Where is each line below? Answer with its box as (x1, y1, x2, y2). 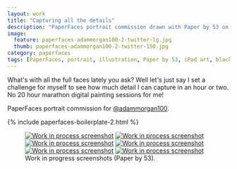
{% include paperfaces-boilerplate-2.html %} (7, 118, 139, 126)
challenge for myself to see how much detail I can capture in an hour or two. (7, 82, 229, 92)
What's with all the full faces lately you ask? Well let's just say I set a (7, 75, 206, 84)
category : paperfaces (7, 50, 71, 57)
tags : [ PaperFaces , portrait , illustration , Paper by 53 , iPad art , (7, 56, 213, 63)
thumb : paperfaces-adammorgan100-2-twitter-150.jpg (13, 43, 169, 50)
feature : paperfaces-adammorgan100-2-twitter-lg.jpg (13, 37, 172, 44)
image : (7, 30, 27, 37)
